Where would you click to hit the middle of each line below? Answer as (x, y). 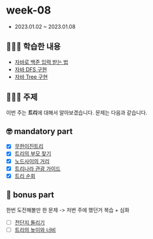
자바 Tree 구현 (31, 77)
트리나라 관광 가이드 (37, 168)
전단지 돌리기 (30, 222)
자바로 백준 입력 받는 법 (41, 62)
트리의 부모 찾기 (33, 153)
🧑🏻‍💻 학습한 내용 (33, 47)
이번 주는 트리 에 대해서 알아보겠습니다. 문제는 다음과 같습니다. (77, 112)
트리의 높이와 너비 (35, 230)
